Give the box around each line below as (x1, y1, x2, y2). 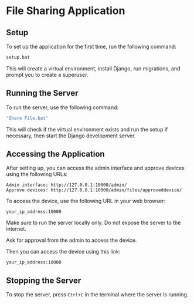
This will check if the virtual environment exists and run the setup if (6, 126, 168, 133)
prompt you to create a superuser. (6, 71, 89, 78)
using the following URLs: (6, 171, 68, 178)
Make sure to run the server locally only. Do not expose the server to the (6, 219, 181, 227)
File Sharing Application (6, 4, 125, 18)
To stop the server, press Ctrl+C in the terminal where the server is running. (6, 291, 189, 298)
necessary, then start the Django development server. (6, 132, 136, 139)
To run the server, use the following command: (6, 104, 119, 111)
